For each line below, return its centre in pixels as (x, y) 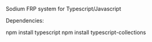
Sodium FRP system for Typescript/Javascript (63, 9)
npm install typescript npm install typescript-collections (76, 32)
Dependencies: (25, 20)
